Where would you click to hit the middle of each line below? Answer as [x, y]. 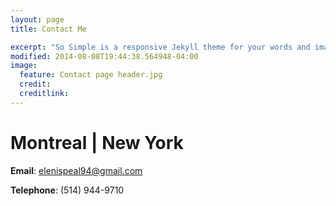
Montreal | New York [97, 142]
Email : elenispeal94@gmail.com [76, 170]
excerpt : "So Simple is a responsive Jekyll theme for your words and [160, 47]
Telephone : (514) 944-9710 [67, 190]
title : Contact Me [48, 29]
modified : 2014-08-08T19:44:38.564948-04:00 [104, 56]
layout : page [37, 19]
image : [24, 66]
